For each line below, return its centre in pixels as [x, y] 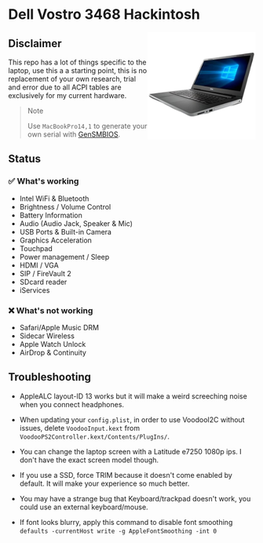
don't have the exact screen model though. [89, 460]
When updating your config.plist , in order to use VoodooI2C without [132, 419]
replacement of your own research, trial [72, 79]
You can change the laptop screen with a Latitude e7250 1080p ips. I [130, 451]
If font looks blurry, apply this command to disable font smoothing [126, 522]
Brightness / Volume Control [65, 206]
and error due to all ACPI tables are [65, 87]
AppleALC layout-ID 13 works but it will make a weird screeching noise [133, 396]
